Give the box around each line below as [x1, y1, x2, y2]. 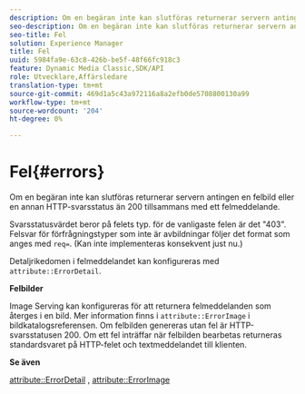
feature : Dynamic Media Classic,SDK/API [9, 64, 165, 74]
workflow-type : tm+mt [9, 97, 92, 107]
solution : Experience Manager [9, 38, 124, 48]
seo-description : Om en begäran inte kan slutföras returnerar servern [9, 22, 286, 31]
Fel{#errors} [9, 162, 105, 182]
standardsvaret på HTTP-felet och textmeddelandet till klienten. [9, 340, 248, 350]
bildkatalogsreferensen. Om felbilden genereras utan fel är [9, 320, 228, 331]
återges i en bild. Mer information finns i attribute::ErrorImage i [9, 310, 251, 321]
